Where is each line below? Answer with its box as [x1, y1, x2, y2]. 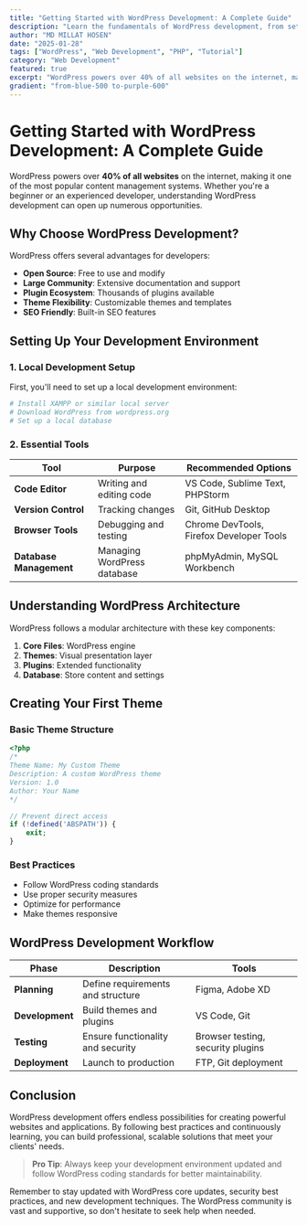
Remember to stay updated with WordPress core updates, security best [9, 1186, 279, 1198]
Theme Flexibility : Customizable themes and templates [22, 297, 232, 308]
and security [81, 1041, 137, 1054]
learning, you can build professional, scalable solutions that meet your [9, 1131, 274, 1143]
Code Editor [14, 482, 67, 495]
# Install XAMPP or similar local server [9, 399, 170, 409]
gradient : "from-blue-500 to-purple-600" [9, 81, 170, 91]
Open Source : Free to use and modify [22, 268, 166, 279]
